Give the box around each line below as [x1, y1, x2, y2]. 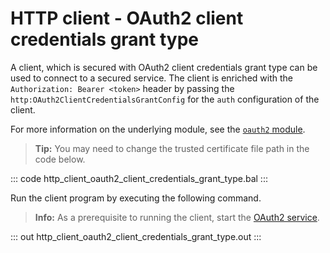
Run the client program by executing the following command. [10, 192, 262, 204]
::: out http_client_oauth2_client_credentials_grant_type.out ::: [10, 230, 262, 242]
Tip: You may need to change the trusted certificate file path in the [34, 142, 310, 154]
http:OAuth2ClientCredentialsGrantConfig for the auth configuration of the [10, 93, 320, 105]
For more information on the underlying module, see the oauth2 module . [10, 123, 306, 135]
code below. [34, 153, 86, 165]
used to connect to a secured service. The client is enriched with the [10, 72, 293, 84]
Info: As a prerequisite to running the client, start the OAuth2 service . [34, 211, 320, 223]
